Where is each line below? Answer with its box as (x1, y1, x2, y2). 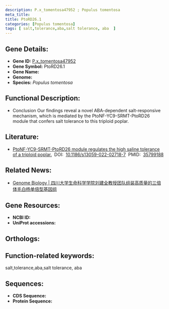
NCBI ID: (12, 214, 31, 220)
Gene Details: (5, 45, 49, 53)
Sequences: (5, 279, 44, 288)
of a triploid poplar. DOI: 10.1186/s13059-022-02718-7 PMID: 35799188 (12, 151, 164, 158)
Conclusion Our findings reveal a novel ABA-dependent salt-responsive (12, 107, 161, 113)
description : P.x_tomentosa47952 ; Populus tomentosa (5, 7, 121, 13)
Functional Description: (5, 94, 80, 103)
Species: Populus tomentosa (12, 79, 73, 86)
